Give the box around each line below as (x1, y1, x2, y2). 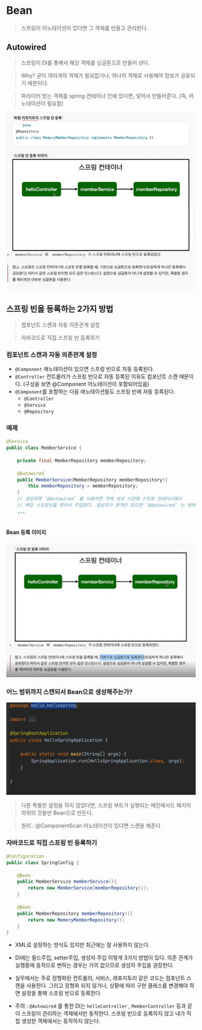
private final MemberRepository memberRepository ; (17, 457, 147, 463)
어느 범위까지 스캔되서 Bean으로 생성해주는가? (6, 688, 133, 696)
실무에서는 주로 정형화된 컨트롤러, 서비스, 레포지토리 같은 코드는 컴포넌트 (14, 974, 185, 982)
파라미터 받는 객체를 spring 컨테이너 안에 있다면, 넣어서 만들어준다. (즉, (20, 92, 188, 100)
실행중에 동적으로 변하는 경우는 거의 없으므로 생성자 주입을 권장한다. (14, 962, 174, 969)
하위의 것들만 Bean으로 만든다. (20, 809, 93, 816)
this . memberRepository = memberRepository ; (28, 483, 138, 489)
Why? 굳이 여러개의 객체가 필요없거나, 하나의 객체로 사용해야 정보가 (20, 72, 179, 79)
